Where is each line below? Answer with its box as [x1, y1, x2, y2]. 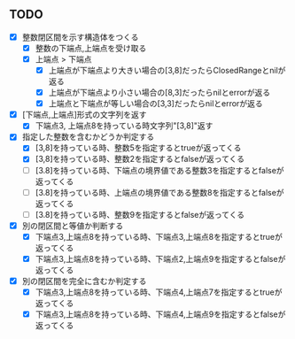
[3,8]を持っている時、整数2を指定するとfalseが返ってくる [35, 154, 245, 165]
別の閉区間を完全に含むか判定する [21, 275, 147, 286]
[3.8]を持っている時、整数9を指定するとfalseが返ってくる [35, 209, 245, 220]
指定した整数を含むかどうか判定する [21, 132, 155, 143]
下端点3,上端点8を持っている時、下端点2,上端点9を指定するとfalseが [35, 253, 286, 264]
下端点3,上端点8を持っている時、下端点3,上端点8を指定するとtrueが [35, 231, 283, 242]
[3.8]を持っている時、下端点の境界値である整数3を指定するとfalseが [35, 165, 285, 175]
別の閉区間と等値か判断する [21, 220, 124, 231]
